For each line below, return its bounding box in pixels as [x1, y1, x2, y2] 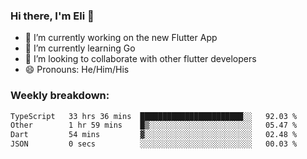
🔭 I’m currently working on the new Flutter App [24, 32, 218, 44]
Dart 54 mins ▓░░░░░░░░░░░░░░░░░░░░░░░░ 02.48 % [10, 130, 298, 140]
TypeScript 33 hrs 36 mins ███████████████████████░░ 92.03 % [10, 111, 298, 121]
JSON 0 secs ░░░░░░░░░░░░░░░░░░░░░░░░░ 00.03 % [10, 139, 298, 149]
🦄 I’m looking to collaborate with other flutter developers [24, 53, 257, 65]
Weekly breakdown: [10, 89, 110, 103]
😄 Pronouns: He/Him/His [24, 64, 130, 76]
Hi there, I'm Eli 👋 [10, 9, 95, 23]
